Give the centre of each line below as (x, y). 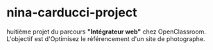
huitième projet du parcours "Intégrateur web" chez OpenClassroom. (106, 32)
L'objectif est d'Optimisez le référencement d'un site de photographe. (106, 38)
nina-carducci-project (72, 13)
